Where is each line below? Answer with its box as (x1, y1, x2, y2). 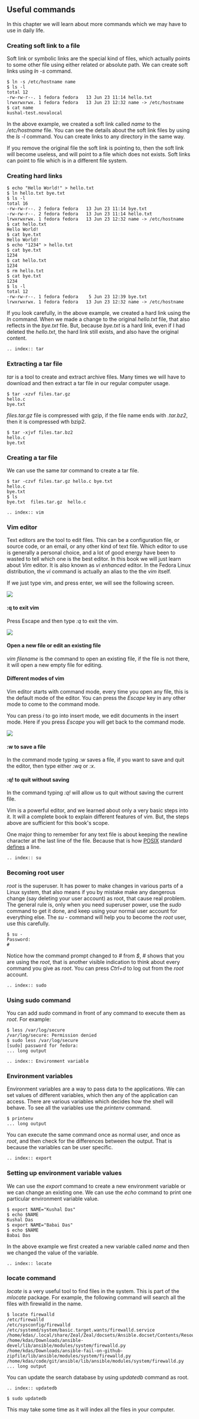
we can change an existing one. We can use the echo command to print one (6, 1189, 192, 1196)
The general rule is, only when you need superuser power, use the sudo (6, 901, 182, 908)
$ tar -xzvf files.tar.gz (6, 391, 70, 397)
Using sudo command (6, 996, 71, 1004)
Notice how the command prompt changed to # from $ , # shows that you (6, 952, 185, 959)
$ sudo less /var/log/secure (6, 1037, 79, 1043)
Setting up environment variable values (6, 1169, 122, 1177)
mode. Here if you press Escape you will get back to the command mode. (6, 718, 185, 725)
